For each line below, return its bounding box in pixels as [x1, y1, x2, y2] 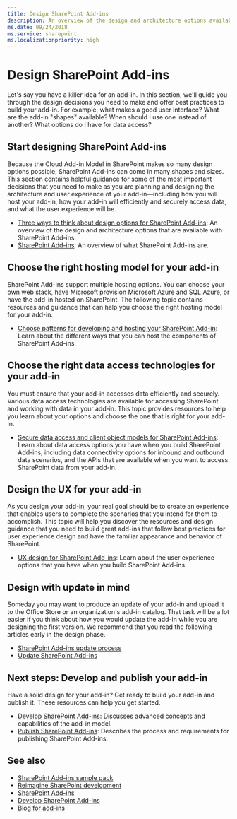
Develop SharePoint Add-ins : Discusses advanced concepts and [17, 712, 206, 720]
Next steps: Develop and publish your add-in [7, 672, 208, 684]
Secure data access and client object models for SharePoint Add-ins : [17, 432, 219, 442]
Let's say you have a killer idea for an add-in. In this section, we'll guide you [7, 90, 228, 99]
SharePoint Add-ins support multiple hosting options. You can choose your [7, 280, 225, 288]
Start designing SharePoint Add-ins [7, 141, 167, 153]
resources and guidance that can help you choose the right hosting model [7, 302, 222, 311]
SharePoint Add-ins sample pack [17, 773, 114, 782]
